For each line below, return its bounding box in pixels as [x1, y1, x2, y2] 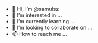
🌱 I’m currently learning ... [11, 18, 75, 24]
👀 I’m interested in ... [11, 12, 62, 19]
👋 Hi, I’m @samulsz [11, 6, 59, 12]
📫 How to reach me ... [11, 31, 67, 37]
